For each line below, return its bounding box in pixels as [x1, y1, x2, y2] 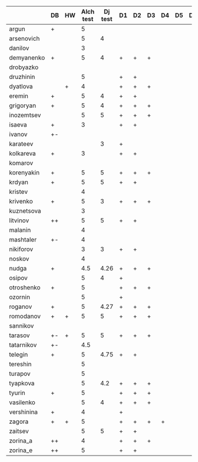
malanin [9, 226, 31, 234]
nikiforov [9, 245, 34, 253]
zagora [9, 418, 29, 425]
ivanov [9, 130, 28, 138]
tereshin [9, 360, 32, 368]
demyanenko [9, 54, 45, 61]
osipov [9, 274, 28, 282]
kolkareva [9, 150, 37, 157]
